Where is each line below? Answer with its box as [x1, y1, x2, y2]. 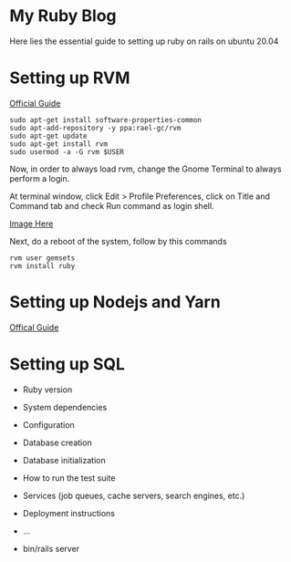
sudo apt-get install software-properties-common [9, 115, 203, 124]
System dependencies [22, 401, 108, 412]
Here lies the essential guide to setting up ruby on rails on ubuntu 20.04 [9, 36, 279, 47]
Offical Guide [9, 321, 59, 333]
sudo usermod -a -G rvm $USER [9, 147, 125, 156]
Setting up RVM [9, 68, 130, 88]
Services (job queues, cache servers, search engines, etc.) [22, 490, 245, 501]
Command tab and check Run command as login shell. [9, 200, 214, 211]
